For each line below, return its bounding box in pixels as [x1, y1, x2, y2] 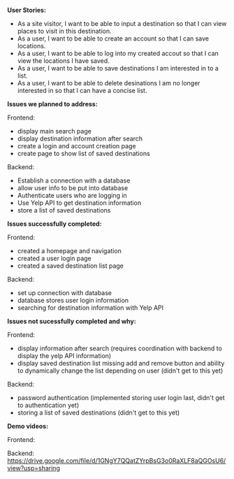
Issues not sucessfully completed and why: [7, 317, 136, 325]
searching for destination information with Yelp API [17, 303, 164, 312]
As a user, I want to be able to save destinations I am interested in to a [17, 64, 219, 72]
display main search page [17, 127, 92, 135]
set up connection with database [17, 289, 112, 296]
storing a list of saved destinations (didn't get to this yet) [17, 408, 180, 417]
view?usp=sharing [7, 464, 61, 472]
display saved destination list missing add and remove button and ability [17, 359, 225, 367]
